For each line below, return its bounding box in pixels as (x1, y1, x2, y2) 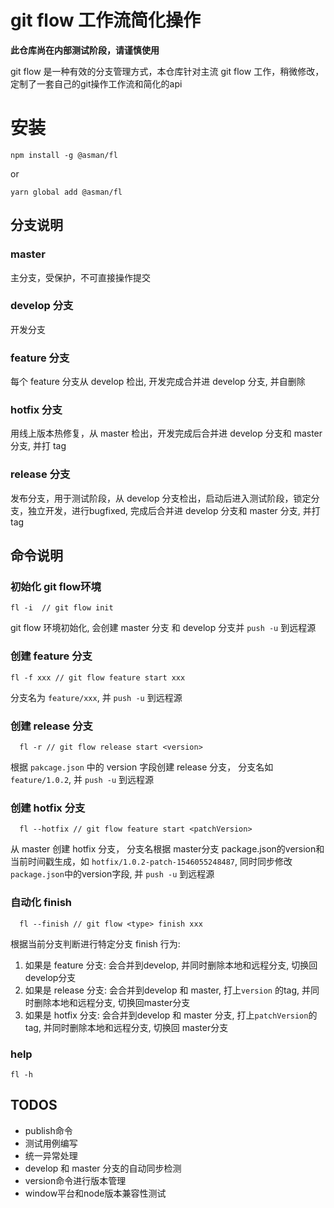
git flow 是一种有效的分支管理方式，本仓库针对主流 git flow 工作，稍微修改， (10, 65, 325, 77)
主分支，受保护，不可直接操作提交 (10, 271, 151, 283)
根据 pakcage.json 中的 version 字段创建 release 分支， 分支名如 (10, 761, 274, 773)
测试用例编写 (24, 1137, 78, 1149)
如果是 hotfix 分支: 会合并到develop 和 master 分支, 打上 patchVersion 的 (24, 1009, 318, 1021)
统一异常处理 (24, 1149, 78, 1161)
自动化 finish (10, 896, 72, 910)
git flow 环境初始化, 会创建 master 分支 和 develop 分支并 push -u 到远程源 (10, 622, 317, 634)
